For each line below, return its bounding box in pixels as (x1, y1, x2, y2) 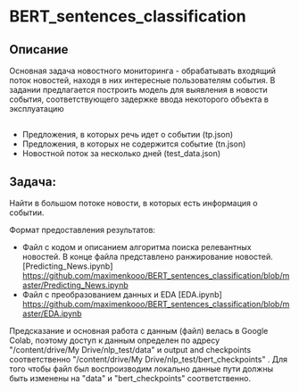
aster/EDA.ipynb (21, 308, 82, 319)
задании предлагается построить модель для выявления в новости (9, 85, 268, 95)
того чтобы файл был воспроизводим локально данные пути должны (9, 363, 274, 374)
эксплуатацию (9, 104, 64, 113)
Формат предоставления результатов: (9, 225, 156, 236)
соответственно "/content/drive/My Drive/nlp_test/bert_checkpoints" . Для (9, 354, 288, 365)
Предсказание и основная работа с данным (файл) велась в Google (9, 326, 269, 337)
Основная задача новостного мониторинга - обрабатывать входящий (9, 65, 277, 76)
